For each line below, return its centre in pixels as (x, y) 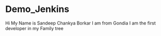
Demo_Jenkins (37, 9)
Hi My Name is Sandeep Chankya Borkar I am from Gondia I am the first (81, 23)
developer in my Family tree (34, 28)
